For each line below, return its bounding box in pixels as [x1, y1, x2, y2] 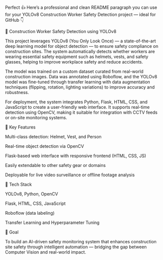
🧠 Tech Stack [5, 182, 32, 187]
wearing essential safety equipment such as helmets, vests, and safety [5, 54, 149, 60]
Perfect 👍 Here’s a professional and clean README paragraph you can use [5, 4, 158, 10]
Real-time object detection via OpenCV [5, 143, 84, 149]
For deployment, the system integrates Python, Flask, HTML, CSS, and [5, 99, 148, 105]
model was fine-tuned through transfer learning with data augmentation [5, 79, 151, 85]
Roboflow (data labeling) [5, 210, 55, 216]
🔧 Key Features [5, 124, 36, 130]
